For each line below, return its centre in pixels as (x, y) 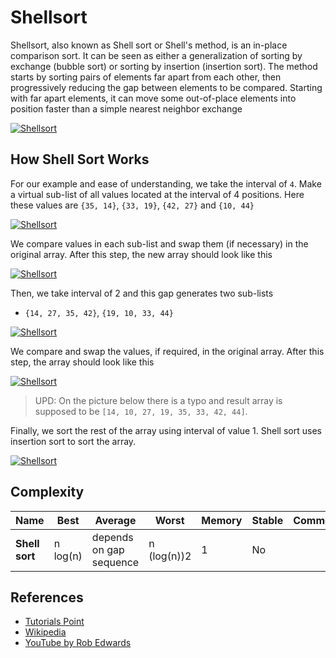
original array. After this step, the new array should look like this (141, 254)
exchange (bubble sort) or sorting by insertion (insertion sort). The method (164, 66)
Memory (222, 520)
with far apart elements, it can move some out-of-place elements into (153, 98)
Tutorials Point (54, 622)
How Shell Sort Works (80, 159)
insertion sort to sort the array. (73, 441)
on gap (108, 549)
